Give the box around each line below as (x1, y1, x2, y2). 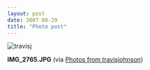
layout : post (7, 10, 45, 17)
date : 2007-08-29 (7, 17, 58, 24)
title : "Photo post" (7, 23, 68, 30)
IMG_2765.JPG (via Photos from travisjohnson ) (7, 55, 144, 64)
